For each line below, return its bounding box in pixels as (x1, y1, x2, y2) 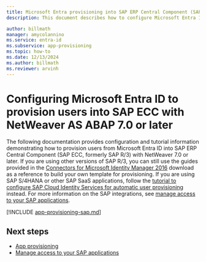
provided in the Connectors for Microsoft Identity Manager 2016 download (6, 164, 194, 171)
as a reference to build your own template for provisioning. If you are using (6, 171, 195, 178)
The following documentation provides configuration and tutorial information (6, 138, 199, 146)
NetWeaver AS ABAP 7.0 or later (6, 118, 174, 132)
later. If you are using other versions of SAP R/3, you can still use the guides (6, 157, 198, 165)
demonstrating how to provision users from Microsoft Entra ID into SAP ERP (6, 144, 197, 152)
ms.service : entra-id (6, 37, 62, 43)
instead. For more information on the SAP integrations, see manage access (6, 190, 196, 198)
